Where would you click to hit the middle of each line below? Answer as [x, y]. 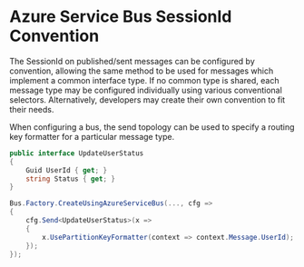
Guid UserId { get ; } [66, 170]
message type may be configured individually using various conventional [146, 90]
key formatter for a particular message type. [92, 136]
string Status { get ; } [71, 179]
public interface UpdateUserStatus [77, 153]
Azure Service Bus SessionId [121, 17]
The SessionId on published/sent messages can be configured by [132, 61]
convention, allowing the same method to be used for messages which [142, 71]
